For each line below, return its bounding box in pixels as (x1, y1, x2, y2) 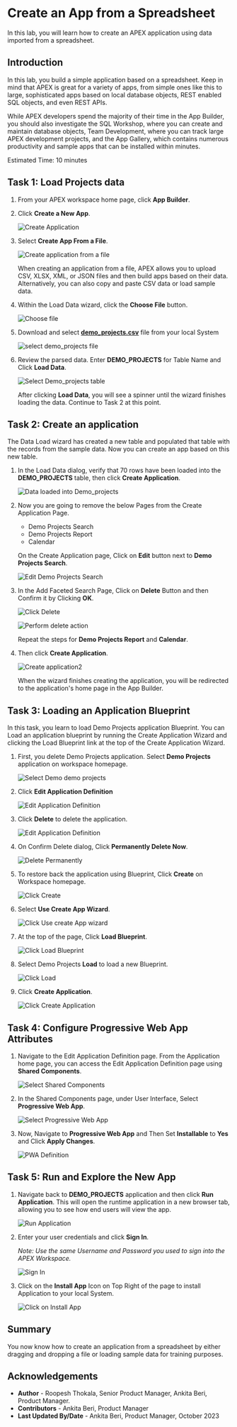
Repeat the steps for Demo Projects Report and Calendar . (17, 635, 189, 644)
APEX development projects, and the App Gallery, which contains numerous (7, 134, 229, 143)
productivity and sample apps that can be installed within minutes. (7, 142, 200, 151)
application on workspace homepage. (17, 760, 129, 768)
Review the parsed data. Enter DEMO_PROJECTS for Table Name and (17, 355, 221, 363)
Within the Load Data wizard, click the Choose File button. (17, 300, 188, 309)
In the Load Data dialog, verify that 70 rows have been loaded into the (17, 466, 221, 475)
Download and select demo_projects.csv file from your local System (17, 328, 219, 337)
